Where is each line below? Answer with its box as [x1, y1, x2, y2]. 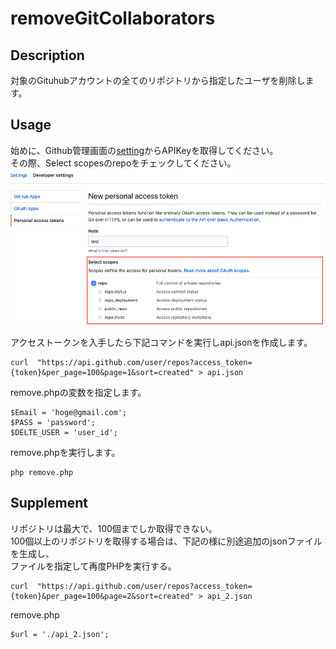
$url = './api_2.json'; [10, 629, 110, 639]
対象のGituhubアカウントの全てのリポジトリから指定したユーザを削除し [10, 75, 306, 86]
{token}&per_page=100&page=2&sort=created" [10, 591, 195, 601]
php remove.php [10, 468, 74, 478]
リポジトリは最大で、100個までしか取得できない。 [10, 522, 218, 534]
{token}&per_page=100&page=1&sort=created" [10, 368, 195, 378]
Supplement [10, 495, 88, 512]
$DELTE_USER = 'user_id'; [10, 428, 118, 438]
